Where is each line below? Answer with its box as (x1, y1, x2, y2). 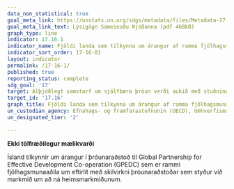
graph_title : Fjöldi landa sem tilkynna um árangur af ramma (7, 101, 189, 108)
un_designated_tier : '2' (7, 114, 79, 121)
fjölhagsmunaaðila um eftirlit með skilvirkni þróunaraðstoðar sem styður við (7, 167, 223, 176)
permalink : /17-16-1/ (7, 62, 70, 69)
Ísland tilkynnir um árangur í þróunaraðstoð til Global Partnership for (7, 153, 202, 161)
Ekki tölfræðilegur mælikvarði (7, 139, 95, 147)
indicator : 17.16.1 (7, 36, 64, 43)
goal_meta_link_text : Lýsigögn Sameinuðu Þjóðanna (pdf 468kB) (7, 23, 195, 30)
